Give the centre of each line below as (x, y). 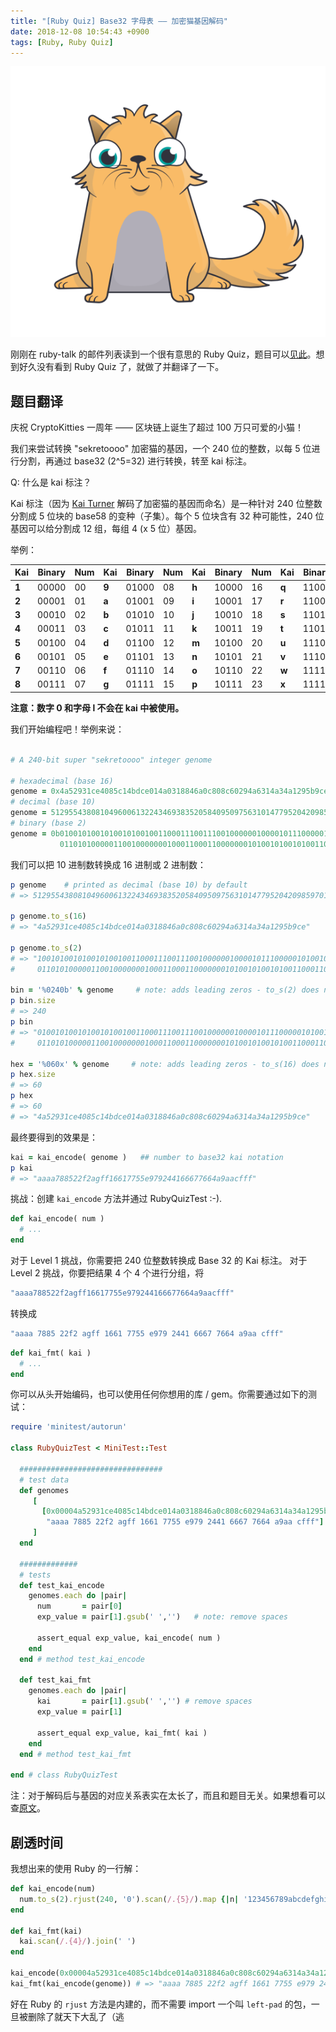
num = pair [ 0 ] (79, 1606)
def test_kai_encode (62, 1585)
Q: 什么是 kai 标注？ (51, 482)
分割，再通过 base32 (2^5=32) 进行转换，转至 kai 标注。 (135, 461)
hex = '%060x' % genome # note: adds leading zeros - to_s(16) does (165, 1064)
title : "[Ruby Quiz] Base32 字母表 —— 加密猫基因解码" (119, 21)
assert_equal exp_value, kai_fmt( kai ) (122, 1733)
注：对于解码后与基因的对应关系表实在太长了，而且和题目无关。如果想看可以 (168, 1796)
